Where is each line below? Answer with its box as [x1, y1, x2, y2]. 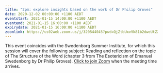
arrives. [5, 63, 20, 69]
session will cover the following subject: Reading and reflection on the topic [5, 48, 156, 54]
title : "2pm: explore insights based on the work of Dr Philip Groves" [5, 7, 153, 12]
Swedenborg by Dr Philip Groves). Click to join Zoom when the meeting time [5, 58, 157, 64]
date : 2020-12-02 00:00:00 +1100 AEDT [5, 12, 83, 16]
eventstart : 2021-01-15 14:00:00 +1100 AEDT [5, 16, 97, 21]
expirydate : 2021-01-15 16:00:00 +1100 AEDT [5, 25, 97, 30]
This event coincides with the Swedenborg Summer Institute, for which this [5, 43, 155, 48]
